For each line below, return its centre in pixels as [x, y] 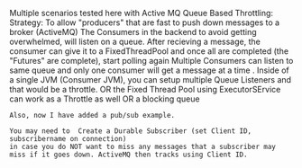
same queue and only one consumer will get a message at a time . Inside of [150, 70]
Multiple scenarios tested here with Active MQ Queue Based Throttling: [141, 13]
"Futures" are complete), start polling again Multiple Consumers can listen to [151, 61]
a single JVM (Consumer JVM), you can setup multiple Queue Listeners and [150, 80]
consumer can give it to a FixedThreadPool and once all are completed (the [149, 51]
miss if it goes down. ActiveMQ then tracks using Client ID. [128, 155]
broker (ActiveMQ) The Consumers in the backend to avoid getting [133, 32]
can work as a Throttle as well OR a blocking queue [105, 99]
